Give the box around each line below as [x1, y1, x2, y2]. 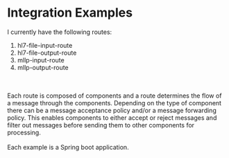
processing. [7, 128, 42, 137]
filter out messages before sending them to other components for [7, 121, 195, 129]
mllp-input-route [17, 55, 65, 64]
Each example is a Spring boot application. [7, 143, 130, 151]
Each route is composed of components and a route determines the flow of [7, 91, 222, 100]
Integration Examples [7, 5, 133, 21]
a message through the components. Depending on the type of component [7, 98, 222, 107]
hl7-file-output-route [17, 49, 77, 57]
